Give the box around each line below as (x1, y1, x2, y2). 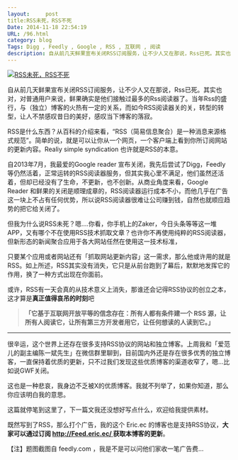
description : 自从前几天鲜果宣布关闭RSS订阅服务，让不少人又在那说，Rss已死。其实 (7, 50, 226, 57)
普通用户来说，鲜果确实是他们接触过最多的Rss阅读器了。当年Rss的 (25, 94, 221, 103)
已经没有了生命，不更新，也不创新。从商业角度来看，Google (31, 177, 209, 186)
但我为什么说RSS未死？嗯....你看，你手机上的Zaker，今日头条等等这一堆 (7, 219, 217, 228)
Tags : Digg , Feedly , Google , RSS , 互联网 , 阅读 (7, 43, 161, 50)
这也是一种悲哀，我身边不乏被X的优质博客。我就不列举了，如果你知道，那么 (7, 381, 229, 390)
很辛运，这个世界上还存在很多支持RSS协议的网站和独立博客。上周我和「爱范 (7, 339, 230, 348)
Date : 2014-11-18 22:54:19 (7, 23, 87, 31)
